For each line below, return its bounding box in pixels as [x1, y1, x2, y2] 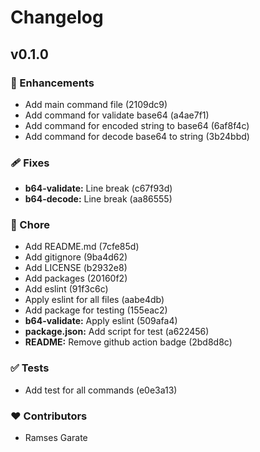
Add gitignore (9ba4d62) [24, 251, 128, 263]
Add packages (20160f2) [24, 272, 128, 285]
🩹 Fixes [10, 156, 50, 170]
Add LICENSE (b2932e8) [24, 262, 128, 274]
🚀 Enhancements [10, 76, 95, 90]
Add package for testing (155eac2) [24, 304, 168, 316]
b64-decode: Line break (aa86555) [24, 193, 173, 205]
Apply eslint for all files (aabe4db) [24, 294, 165, 306]
